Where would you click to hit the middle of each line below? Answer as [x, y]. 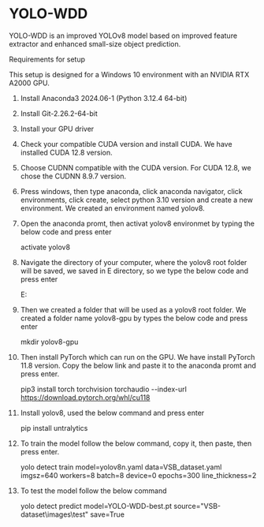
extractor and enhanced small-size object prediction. [95, 43]
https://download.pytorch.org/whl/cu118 [85, 397]
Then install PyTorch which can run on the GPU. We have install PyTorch [138, 357]
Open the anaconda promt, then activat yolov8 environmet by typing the [138, 223]
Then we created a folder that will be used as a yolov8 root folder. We [133, 309]
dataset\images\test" [54, 514]
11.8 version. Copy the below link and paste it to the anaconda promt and [138, 365]
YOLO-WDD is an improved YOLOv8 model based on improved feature [123, 36]
